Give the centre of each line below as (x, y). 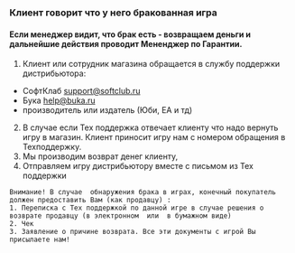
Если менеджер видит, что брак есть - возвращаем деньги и (130, 34)
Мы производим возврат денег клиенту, (100, 156)
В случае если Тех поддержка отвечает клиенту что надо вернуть (150, 127)
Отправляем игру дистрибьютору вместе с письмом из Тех (138, 166)
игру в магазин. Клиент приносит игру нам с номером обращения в (154, 137)
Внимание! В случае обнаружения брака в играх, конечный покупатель (143, 192)
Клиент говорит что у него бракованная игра (114, 13)
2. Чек (22, 224)
